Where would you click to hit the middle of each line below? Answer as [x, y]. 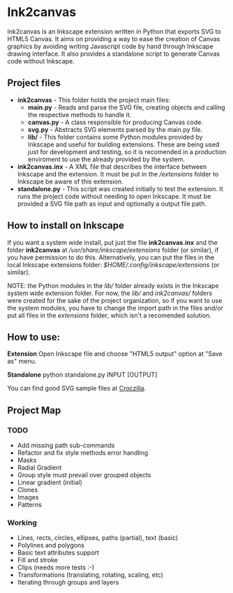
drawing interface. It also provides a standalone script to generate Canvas [114, 54]
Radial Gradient [39, 467]
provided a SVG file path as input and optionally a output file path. [112, 204]
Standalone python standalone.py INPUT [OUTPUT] [82, 375]
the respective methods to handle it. [80, 114]
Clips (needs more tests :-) [56, 568]
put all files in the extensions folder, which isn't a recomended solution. [109, 315]
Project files [34, 83]
